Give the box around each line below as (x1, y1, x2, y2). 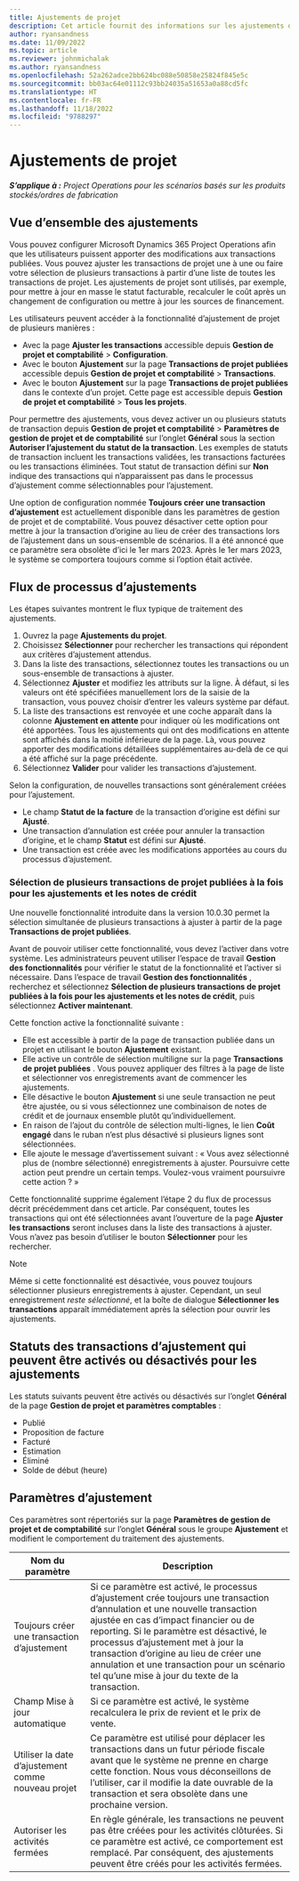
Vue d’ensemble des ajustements (9, 215, 198, 231)
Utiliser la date (13, 1748, 74, 1761)
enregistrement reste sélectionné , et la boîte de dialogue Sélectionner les (9, 1294, 280, 1305)
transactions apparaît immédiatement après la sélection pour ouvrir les (9, 1303, 271, 1314)
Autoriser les (13, 1824, 67, 1836)
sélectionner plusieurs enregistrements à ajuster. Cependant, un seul (9, 1285, 262, 1295)
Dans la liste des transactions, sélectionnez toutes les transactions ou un (21, 658, 289, 669)
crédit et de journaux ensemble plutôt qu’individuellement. (21, 1110, 237, 1121)
